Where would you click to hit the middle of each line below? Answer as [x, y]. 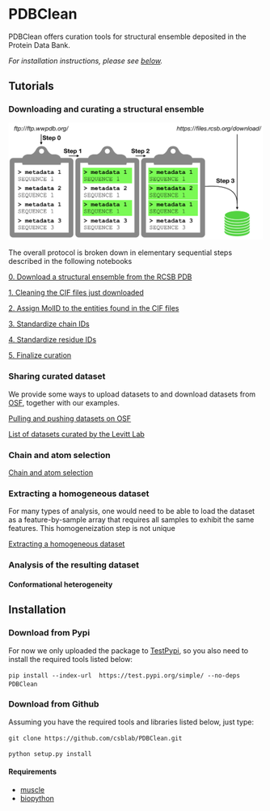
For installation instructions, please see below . [86, 61]
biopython [37, 799]
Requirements [33, 772]
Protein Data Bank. [40, 45]
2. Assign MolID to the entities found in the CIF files [94, 308]
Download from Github [54, 704]
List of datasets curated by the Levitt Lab [77, 434]
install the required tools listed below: [71, 659]
